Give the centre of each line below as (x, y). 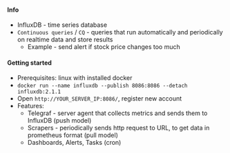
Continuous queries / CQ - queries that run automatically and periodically (120, 32)
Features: (31, 106)
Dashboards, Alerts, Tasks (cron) (74, 143)
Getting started (29, 63)
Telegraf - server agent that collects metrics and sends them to (117, 113)
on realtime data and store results (65, 40)
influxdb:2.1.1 (39, 92)
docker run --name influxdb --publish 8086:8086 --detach (102, 86)
